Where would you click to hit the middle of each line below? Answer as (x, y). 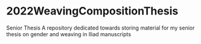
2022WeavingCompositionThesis (92, 11)
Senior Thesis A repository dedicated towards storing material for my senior (101, 28)
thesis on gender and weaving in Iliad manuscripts (69, 34)
